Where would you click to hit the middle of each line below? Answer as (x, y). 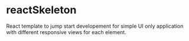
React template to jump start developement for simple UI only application (95, 26)
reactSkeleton (41, 10)
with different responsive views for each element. (66, 32)
